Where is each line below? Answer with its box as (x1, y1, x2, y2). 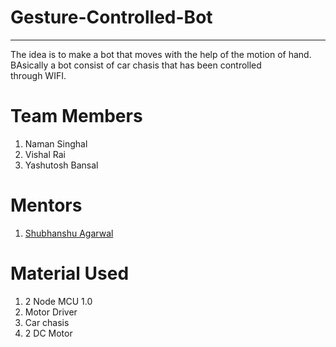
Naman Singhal (24, 137, 88, 150)
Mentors (10, 194, 83, 217)
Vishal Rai (24, 148, 66, 160)
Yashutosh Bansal (24, 159, 99, 171)
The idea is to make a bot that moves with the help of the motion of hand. (10, 48, 312, 60)
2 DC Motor (24, 327, 73, 339)
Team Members (10, 105, 143, 128)
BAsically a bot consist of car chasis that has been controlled (10, 59, 262, 71)
